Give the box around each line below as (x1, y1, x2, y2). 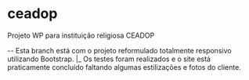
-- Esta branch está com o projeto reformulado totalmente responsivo (7, 45, 232, 55)
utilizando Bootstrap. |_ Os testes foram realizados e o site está (7, 54, 211, 64)
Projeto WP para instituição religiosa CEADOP (7, 31, 155, 40)
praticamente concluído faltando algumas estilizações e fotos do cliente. (7, 62, 242, 71)
